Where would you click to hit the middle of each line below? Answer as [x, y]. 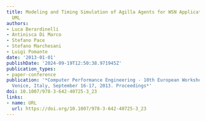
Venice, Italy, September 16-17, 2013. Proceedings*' [82, 86]
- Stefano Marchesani [34, 46]
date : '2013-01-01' [31, 57]
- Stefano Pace [26, 40]
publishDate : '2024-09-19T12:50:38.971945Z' [64, 63]
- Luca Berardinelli [33, 29]
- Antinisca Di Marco [34, 35]
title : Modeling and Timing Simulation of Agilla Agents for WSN [91, 12]
